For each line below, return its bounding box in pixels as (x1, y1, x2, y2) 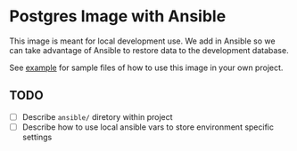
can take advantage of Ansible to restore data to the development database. (9, 44, 289, 55)
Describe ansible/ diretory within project (21, 111, 173, 122)
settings (21, 131, 53, 142)
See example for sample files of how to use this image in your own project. (9, 62, 284, 73)
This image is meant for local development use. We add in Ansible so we (9, 36, 276, 46)
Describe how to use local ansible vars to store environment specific (21, 122, 275, 132)
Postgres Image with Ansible (9, 6, 227, 27)
